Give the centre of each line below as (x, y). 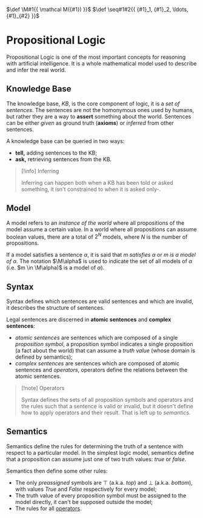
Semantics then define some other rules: (57, 471)
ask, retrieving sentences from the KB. (63, 159)
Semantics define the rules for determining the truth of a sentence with (95, 446)
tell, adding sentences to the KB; (56, 153)
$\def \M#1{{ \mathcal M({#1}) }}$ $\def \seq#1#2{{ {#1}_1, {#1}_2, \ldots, (98, 9)
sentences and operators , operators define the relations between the (101, 370)
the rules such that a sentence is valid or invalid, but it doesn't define (107, 407)
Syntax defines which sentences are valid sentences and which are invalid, (100, 301)
